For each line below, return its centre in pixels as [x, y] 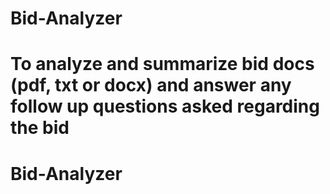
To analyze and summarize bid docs [162, 64]
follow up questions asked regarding [165, 106]
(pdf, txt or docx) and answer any [151, 85]
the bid [40, 128]
